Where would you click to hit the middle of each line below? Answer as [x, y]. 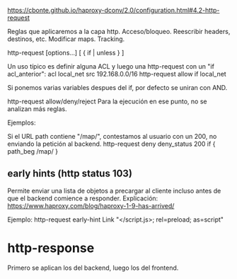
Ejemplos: [22, 123]
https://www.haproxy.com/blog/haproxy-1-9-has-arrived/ [91, 205]
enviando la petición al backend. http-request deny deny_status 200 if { [111, 144]
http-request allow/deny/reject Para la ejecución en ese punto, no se [107, 101]
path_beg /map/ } [33, 151]
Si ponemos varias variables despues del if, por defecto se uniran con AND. [117, 87]
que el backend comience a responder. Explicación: [83, 198]
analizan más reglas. [37, 109]
